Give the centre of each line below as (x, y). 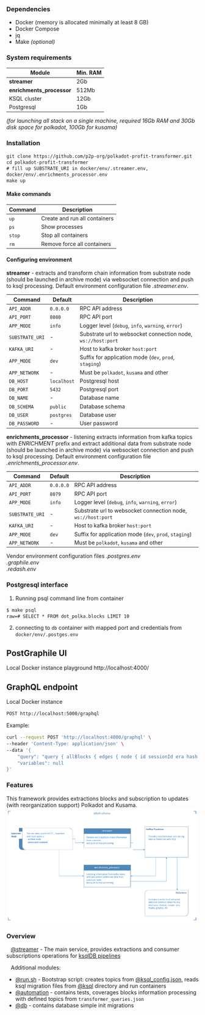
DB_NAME (19, 399)
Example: (18, 726)
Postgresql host (99, 381)
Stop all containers (65, 235)
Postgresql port (99, 389)
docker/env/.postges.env (47, 634)
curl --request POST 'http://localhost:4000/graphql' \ (79, 737)
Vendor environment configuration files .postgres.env (74, 556)
